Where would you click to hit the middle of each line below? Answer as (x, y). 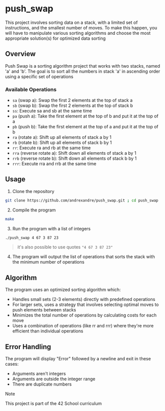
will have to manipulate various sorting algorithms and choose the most (78, 33)
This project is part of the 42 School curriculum (54, 404)
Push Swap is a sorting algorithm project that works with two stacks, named (82, 66)
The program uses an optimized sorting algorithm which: (63, 290)
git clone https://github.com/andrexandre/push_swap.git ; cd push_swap (82, 200)
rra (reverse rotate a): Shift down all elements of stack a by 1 (74, 153)
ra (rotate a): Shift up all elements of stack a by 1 (62, 137)
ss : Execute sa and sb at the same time (52, 111)
